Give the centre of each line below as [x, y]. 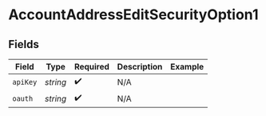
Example [187, 67]
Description [140, 67]
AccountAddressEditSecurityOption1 [133, 15]
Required [92, 67]
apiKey [25, 82]
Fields [24, 44]
